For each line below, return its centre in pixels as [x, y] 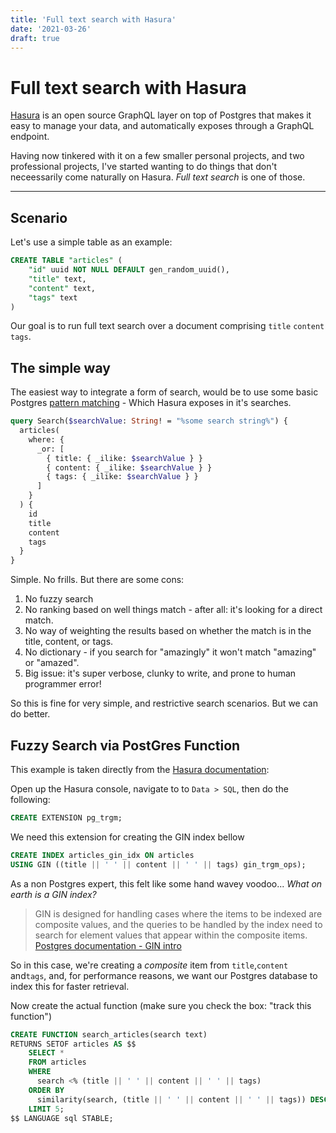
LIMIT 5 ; [46, 1109]
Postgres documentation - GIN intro [108, 945]
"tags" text [53, 297]
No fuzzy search [59, 599]
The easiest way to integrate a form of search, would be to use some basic [164, 392]
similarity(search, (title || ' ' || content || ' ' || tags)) [171, 1099]
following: [30, 799]
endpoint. [30, 137]
